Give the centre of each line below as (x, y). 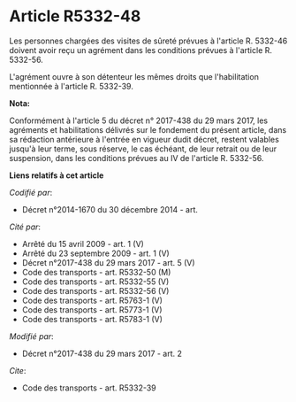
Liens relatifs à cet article (57, 175)
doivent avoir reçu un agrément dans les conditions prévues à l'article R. (140, 50)
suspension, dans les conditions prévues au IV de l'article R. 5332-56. (137, 158)
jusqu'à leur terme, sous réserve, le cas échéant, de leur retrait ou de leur (143, 149)
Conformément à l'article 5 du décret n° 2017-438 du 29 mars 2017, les (138, 120)
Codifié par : (31, 192)
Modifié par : (32, 336)
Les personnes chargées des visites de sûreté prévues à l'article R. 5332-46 (148, 41)
